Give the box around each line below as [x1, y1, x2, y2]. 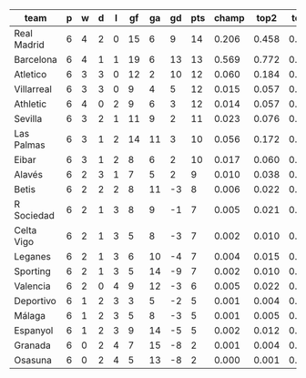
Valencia [14, 280, 51, 292]
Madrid [14, 38, 46, 51]
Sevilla [14, 113, 43, 125]
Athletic [14, 97, 47, 110]
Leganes [14, 250, 52, 262]
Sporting [14, 265, 52, 277]
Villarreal [14, 83, 53, 95]
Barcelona [14, 54, 57, 66]
